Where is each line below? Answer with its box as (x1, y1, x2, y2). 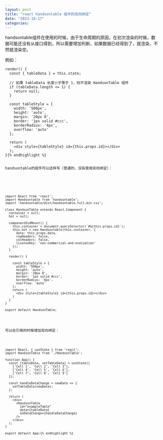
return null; (14, 89, 40, 94)
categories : (5, 20, 29, 26)
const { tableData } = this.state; (9, 71, 81, 76)
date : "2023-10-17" (5, 16, 45, 21)
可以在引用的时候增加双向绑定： (5, 328, 60, 333)
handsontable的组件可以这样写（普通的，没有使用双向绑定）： (5, 166, 113, 171)
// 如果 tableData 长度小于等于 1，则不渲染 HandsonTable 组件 (9, 81, 129, 86)
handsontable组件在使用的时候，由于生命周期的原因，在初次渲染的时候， (5, 35, 151, 40)
